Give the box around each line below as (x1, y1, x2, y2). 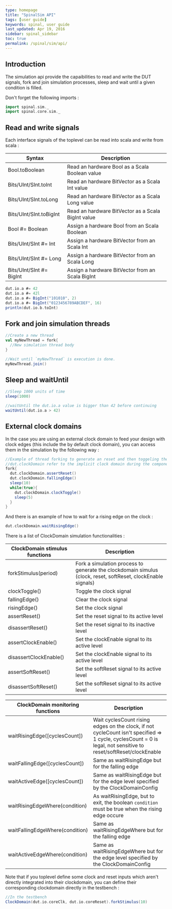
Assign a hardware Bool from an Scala (67, 222, 159, 229)
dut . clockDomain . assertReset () (10, 471, 77, 476)
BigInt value (67, 214, 96, 221)
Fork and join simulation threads (5, 319, 111, 328)
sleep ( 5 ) (14, 495, 33, 500)
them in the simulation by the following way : (5, 447, 99, 453)
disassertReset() (8, 624, 48, 631)
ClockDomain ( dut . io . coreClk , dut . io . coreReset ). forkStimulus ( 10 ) (5, 899, 148, 905)
